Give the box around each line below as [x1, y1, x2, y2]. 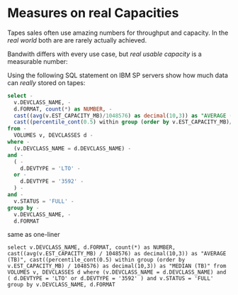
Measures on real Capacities [7, 5, 179, 21]
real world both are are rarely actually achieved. [7, 35, 147, 44]
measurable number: [7, 57, 69, 65]
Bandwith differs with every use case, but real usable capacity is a [7, 50, 202, 58]
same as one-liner [7, 230, 60, 239]
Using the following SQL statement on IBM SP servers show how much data [7, 71, 229, 79]
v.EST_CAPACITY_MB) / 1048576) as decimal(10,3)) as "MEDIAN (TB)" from [7, 262, 227, 270]
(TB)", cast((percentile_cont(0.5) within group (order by [7, 257, 186, 264]
